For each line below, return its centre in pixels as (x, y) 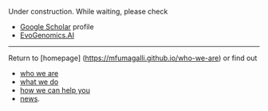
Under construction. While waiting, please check (88, 11)
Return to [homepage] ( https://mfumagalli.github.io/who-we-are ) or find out (133, 58)
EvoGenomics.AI (47, 35)
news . (30, 99)
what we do (39, 82)
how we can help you (55, 90)
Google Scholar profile (57, 27)
